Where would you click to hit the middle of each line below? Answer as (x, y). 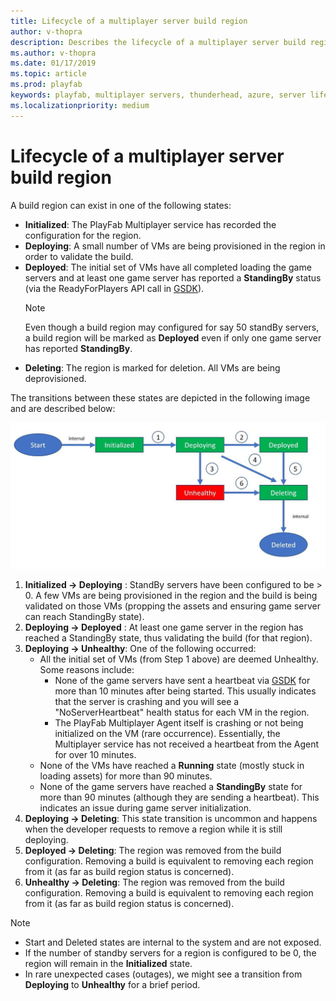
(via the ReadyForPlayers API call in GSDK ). (114, 288)
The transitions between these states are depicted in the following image (160, 397)
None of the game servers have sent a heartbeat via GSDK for (182, 681)
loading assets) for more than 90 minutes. (126, 776)
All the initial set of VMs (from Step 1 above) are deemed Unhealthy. (179, 659)
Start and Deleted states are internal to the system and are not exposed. (173, 942)
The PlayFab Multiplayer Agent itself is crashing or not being (179, 723)
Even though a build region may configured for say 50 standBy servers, (172, 327)
